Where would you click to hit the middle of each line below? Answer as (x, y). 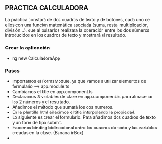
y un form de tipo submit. (37, 123)
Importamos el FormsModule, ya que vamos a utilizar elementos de (79, 81)
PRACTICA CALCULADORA (47, 8)
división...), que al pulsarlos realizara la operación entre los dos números (77, 30)
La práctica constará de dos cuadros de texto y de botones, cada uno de (78, 19)
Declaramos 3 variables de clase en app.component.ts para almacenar (82, 97)
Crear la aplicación (28, 48)
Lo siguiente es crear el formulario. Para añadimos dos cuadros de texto (84, 117)
